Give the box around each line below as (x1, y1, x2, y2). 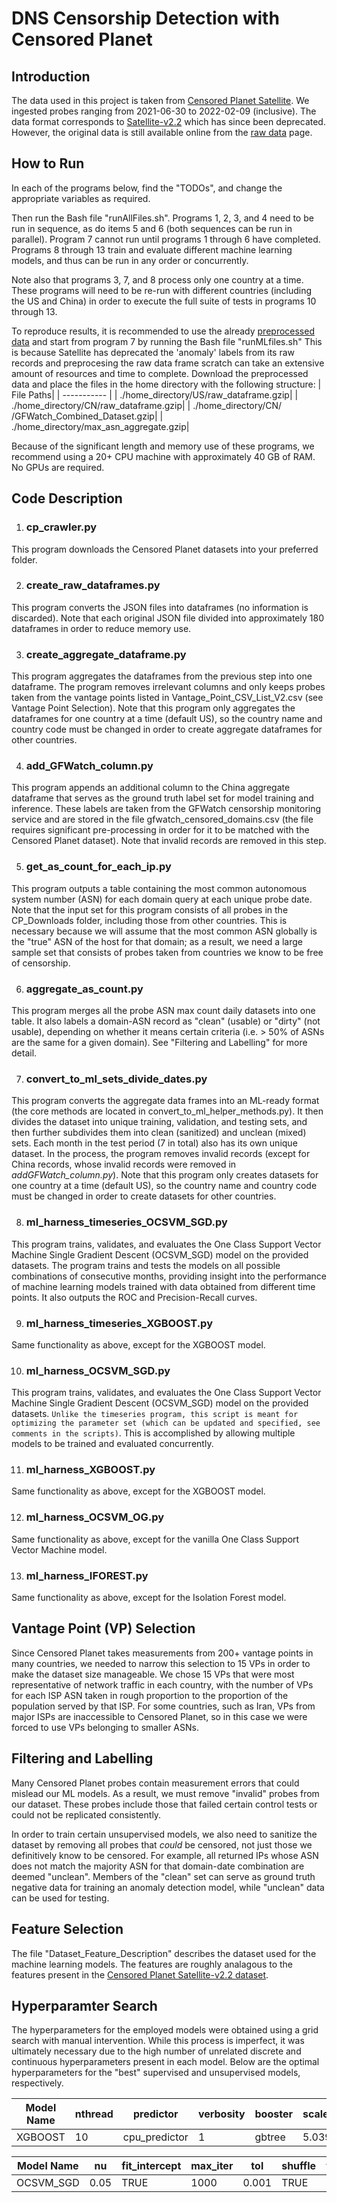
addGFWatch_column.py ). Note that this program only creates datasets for (11, 1169, 319, 1181)
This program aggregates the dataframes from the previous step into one (11, 670, 313, 682)
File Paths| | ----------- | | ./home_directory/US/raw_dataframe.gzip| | (11, 388, 299, 401)
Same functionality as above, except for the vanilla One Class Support (11, 1533, 300, 1545)
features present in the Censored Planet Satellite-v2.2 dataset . (11, 1968, 269, 1981)
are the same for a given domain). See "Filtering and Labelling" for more (11, 1036, 308, 1048)
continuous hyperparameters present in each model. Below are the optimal (11, 2056, 320, 2068)
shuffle (281, 2159, 317, 2173)
